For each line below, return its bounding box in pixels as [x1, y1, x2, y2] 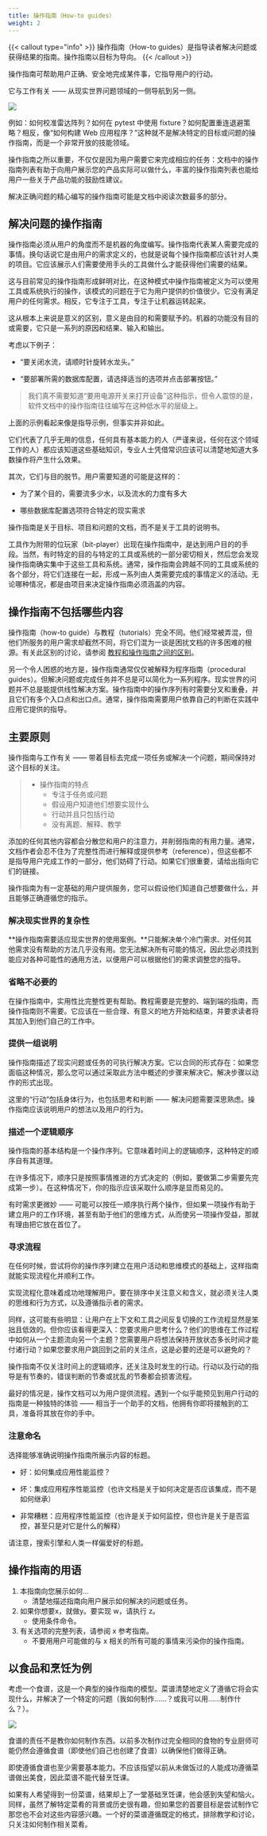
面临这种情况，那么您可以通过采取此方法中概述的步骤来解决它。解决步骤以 [8, 1067, 252, 1077]
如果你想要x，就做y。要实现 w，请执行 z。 [19, 1606, 161, 1615]
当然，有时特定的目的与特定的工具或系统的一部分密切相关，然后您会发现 [21, 549, 259, 559]
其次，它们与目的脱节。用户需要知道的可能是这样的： [8, 472, 183, 482]
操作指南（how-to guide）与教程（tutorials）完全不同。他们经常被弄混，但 [8, 627, 253, 638]
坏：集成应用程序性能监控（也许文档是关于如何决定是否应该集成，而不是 [19, 1484, 257, 1493]
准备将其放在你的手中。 [21, 1409, 99, 1418]
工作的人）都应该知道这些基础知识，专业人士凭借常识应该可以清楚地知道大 [8, 445, 252, 454]
